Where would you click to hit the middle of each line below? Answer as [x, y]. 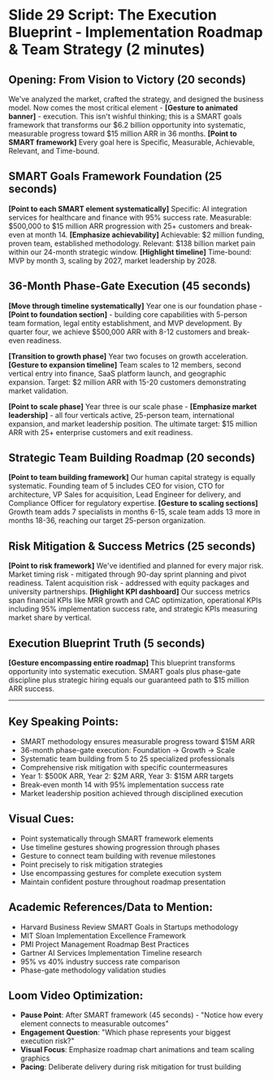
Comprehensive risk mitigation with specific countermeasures [124, 767]
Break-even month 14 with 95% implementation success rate [122, 784]
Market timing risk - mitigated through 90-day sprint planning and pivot [128, 574]
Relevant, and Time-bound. [54, 151]
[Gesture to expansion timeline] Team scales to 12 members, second [125, 364]
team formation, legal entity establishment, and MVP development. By [125, 323]
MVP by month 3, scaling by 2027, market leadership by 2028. [113, 260]
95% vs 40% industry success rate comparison [100, 961]
